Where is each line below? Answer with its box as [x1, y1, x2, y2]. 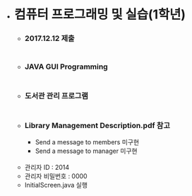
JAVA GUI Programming [24, 62, 108, 71]
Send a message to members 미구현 [35, 138, 140, 146]
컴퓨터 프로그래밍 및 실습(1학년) [13, 6, 186, 23]
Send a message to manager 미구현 [35, 146, 138, 156]
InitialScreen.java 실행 [24, 181, 88, 190]
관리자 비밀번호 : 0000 [24, 172, 88, 180]
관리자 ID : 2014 [24, 163, 70, 172]
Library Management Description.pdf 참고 [24, 120, 171, 130]
